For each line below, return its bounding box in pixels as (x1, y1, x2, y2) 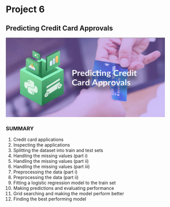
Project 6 (6, 4, 45, 15)
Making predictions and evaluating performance (13, 185, 114, 191)
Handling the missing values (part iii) (13, 164, 90, 170)
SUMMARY (6, 125, 34, 132)
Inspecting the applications (13, 142, 70, 148)
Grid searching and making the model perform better (13, 191, 124, 197)
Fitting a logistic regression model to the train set (13, 180, 116, 186)
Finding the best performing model (13, 196, 87, 202)
